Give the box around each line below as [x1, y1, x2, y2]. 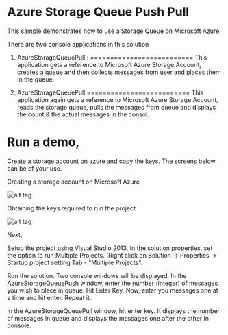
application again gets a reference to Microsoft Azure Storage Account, [16, 95, 218, 103]
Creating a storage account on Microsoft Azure [7, 177, 140, 186]
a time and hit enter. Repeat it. [7, 293, 92, 301]
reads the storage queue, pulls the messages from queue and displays [16, 103, 216, 111]
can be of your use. [7, 164, 62, 172]
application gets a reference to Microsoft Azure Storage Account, [16, 60, 202, 69]
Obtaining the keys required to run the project [7, 203, 136, 212]
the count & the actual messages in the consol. [16, 110, 149, 119]
